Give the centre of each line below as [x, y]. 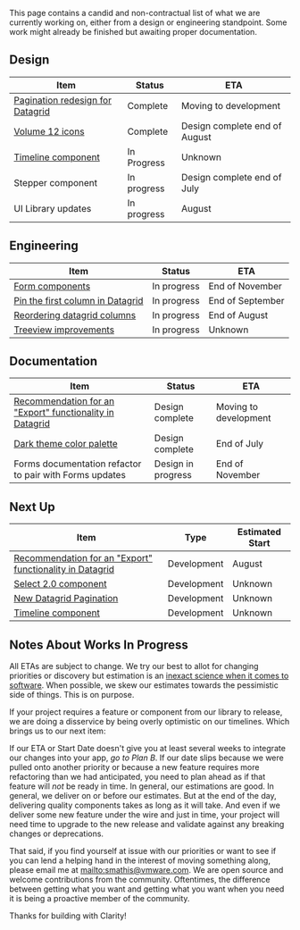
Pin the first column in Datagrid [79, 300]
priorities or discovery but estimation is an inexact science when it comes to [149, 676]
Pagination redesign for [62, 100]
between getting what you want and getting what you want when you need [147, 889]
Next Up [32, 507]
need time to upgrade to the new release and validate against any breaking [147, 825]
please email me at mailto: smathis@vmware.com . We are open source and [146, 870]
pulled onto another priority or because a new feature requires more [134, 767]
